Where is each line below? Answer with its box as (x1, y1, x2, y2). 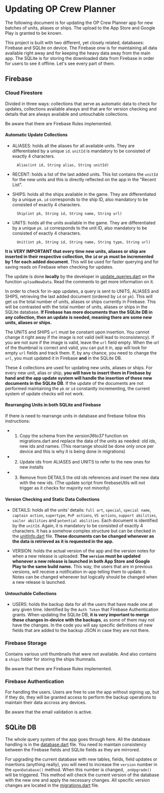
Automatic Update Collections (5, 132, 68, 138)
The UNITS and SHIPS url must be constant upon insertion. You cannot (5, 329, 149, 335)
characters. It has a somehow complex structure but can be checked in (12, 528, 156, 534)
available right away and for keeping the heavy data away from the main (5, 50, 151, 56)
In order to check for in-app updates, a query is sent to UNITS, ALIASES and (5, 288, 159, 294)
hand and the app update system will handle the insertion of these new (5, 375, 153, 381)
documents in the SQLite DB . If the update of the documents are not (5, 380, 143, 386)
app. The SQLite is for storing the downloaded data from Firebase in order (5, 55, 154, 61)
